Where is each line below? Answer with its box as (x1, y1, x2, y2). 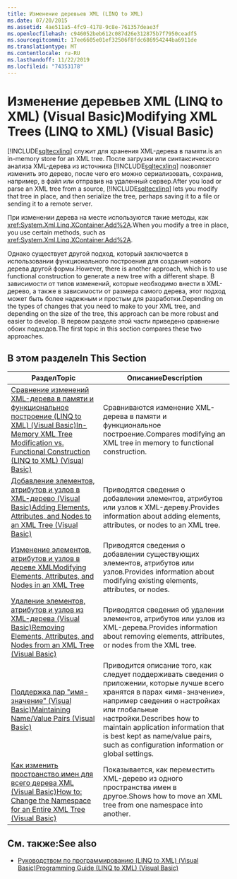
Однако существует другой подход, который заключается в (7, 249, 188, 258)
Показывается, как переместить (103, 765, 215, 774)
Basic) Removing (11, 623, 65, 632)
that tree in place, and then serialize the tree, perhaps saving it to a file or (7, 191, 220, 200)
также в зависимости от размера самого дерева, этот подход (37, 287, 226, 295)
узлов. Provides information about (103, 567, 214, 577)
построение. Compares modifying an (103, 429, 226, 439)
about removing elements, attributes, (103, 632, 225, 642)
